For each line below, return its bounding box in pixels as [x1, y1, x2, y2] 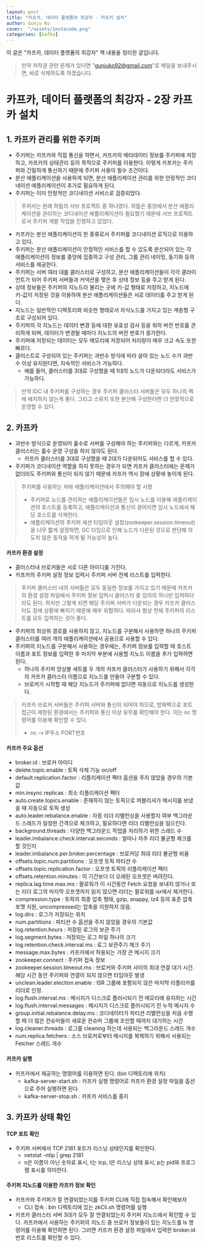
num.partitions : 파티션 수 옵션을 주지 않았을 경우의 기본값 [15, 918, 153, 926]
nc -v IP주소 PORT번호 [30, 729, 85, 737]
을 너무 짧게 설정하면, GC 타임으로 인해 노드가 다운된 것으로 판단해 [30, 526, 187, 534]
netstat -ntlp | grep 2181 [24, 1152, 84, 1159]
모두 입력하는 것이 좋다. [32, 614, 88, 622]
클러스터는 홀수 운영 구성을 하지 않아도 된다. [15, 447, 119, 455]
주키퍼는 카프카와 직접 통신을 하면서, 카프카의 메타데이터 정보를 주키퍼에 [15, 151, 185, 159]
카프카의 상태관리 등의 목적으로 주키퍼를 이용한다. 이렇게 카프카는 [28, 159, 182, 167]
